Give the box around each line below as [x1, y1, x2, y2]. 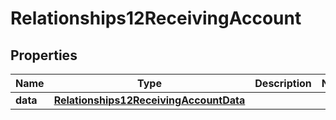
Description [254, 77, 312, 90]
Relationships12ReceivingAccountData [53, 93, 246, 107]
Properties [10, 47, 78, 64]
